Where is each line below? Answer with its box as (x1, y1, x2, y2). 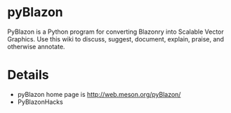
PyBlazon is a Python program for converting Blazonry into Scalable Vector (7, 27, 225, 36)
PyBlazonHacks (17, 98, 63, 106)
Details (7, 67, 49, 83)
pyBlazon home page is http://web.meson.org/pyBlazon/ (17, 90, 181, 98)
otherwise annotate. (7, 42, 65, 51)
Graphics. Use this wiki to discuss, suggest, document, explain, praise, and (7, 34, 225, 43)
